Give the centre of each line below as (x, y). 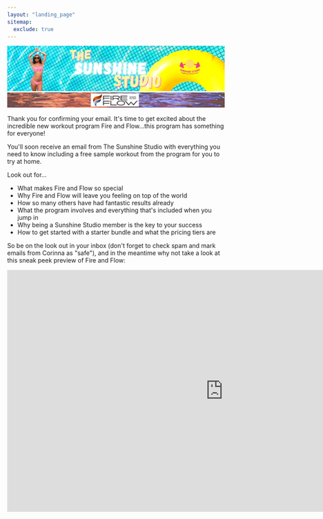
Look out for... (27, 175)
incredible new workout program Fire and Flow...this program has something (116, 126)
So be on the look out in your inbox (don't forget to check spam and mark (111, 246)
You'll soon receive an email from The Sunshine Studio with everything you (114, 147)
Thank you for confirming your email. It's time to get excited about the (107, 119)
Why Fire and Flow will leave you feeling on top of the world (102, 196)
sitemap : (20, 22)
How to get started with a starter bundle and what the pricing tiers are (116, 232)
